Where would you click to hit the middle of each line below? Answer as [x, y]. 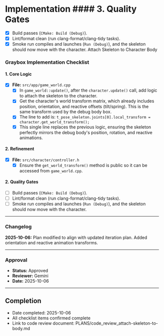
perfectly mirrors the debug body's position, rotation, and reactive [86, 132]
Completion [23, 301]
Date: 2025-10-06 [31, 281]
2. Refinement [20, 149]
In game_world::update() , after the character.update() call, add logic [88, 90]
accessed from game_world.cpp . [51, 170]
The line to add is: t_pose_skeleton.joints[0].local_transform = [85, 117]
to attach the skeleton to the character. [58, 96]
